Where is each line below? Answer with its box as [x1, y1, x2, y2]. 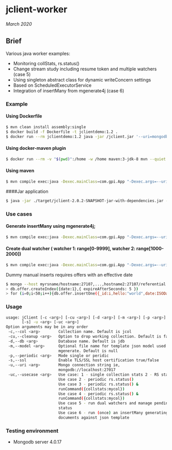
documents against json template [58, 415, 130, 420]
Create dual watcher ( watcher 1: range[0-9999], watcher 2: [6, 245, 136, 252]
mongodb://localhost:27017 [58, 367, 116, 373]
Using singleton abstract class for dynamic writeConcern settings [13, 76, 151, 83]
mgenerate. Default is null [58, 348, 118, 354]
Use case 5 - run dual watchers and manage [58, 401, 153, 406]
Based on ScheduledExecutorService [13, 82, 92, 88]
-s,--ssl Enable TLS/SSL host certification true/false [8, 358, 159, 363]
